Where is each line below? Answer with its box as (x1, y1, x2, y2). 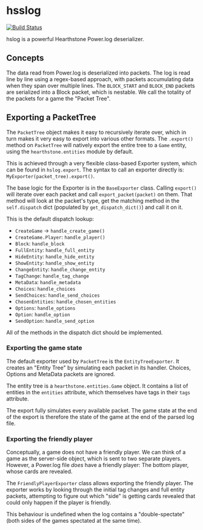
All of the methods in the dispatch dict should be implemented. (6, 328, 163, 336)
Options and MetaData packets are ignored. (6, 370, 115, 377)
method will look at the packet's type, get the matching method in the (6, 197, 180, 204)
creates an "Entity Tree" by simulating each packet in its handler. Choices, (6, 364, 191, 371)
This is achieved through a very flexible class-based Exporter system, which (6, 159, 197, 167)
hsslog (6, 4, 41, 18)
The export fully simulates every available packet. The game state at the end (6, 406, 198, 414)
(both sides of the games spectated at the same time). (6, 517, 142, 525)
